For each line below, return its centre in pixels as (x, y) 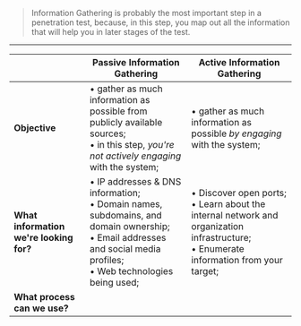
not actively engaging (135, 156)
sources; (107, 133)
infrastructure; (221, 238)
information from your (237, 260)
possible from (118, 111)
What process (44, 297)
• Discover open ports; (239, 193)
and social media (125, 249)
